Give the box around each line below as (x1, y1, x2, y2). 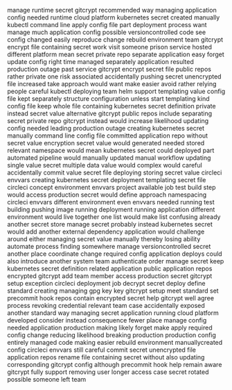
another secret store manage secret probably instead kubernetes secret (7, 220, 213, 228)
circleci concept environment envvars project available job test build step (7, 184, 216, 191)
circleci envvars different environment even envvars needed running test (7, 198, 215, 206)
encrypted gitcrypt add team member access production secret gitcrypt (7, 272, 213, 280)
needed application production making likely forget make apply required (7, 323, 213, 332)
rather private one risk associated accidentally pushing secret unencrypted (7, 72, 222, 81)
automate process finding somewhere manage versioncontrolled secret (7, 243, 211, 250)
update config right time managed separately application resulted (7, 58, 194, 65)
